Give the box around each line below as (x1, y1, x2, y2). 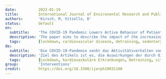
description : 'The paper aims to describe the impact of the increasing (9, 35, 163, 40)
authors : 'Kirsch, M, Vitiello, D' (5, 16, 92, 21)
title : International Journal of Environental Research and (5, 12, 149, 17)
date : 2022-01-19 (5, 7, 61, 12)
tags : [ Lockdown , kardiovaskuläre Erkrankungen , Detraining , (9, 57, 154, 62)
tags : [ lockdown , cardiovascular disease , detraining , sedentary (9, 39, 163, 44)
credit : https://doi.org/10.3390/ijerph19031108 (5, 67, 123, 72)
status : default (5, 21, 54, 26)
